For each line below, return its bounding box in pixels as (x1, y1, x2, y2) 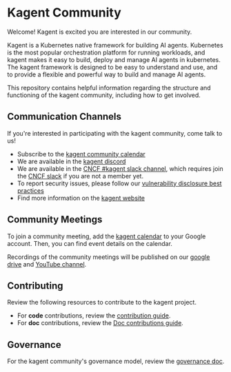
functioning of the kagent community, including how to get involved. (7, 91, 201, 99)
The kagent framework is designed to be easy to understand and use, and (7, 63, 218, 71)
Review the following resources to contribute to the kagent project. (7, 298, 197, 307)
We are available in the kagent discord (17, 157, 126, 165)
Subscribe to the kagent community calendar (17, 149, 146, 158)
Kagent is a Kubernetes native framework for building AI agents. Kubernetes (7, 41, 223, 49)
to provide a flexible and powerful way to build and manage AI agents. (7, 70, 206, 79)
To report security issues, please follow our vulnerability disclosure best (17, 179, 222, 187)
